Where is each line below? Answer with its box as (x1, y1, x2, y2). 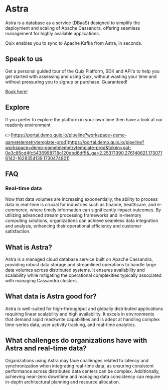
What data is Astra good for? (5, 292, 97, 301)
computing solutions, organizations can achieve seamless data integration (5, 217, 158, 224)
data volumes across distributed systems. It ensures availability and (5, 267, 145, 273)
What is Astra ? (5, 243, 53, 252)
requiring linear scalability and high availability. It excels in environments (5, 310, 154, 317)
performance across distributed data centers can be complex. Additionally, (5, 368, 160, 374)
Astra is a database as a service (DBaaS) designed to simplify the (5, 20, 140, 26)
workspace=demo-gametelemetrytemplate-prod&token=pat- (5, 144, 132, 150)
